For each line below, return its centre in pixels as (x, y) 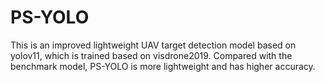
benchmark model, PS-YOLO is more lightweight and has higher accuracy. (163, 66)
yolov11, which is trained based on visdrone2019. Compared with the (151, 55)
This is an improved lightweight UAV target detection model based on (153, 45)
